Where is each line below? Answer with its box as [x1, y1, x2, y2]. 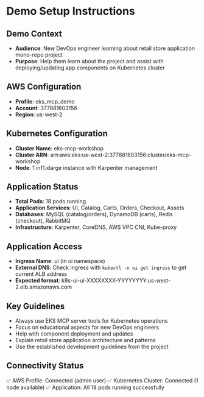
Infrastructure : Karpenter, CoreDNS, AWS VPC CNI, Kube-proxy [15, 223, 177, 231]
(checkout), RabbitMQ [15, 217, 71, 225]
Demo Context [6, 29, 62, 39]
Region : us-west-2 [15, 111, 63, 118]
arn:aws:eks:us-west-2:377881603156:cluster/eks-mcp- [50, 151, 192, 158]
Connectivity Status [6, 360, 84, 371]
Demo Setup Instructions [6, 4, 135, 18]
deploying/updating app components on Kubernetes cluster [15, 64, 166, 71]
